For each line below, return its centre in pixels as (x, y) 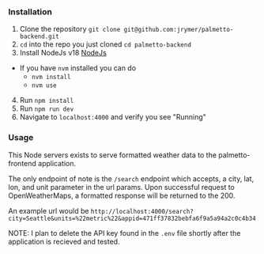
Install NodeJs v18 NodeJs (63, 53)
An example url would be (49, 210)
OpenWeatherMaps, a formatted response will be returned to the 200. (122, 195)
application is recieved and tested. (64, 241)
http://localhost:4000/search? (142, 211)
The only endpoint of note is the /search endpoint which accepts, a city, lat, (131, 178)
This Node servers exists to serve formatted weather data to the (113, 155)
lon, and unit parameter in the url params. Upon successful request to (121, 187)
